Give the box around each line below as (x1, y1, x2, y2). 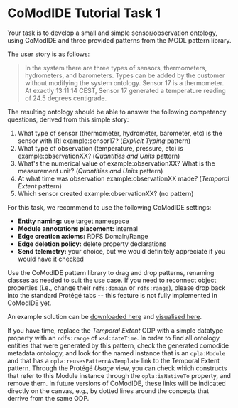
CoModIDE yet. (7, 299, 52, 307)
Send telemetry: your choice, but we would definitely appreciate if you (17, 247, 226, 255)
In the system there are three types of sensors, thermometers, (24, 63, 207, 72)
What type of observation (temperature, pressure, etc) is (17, 144, 183, 152)
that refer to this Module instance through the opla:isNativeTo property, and (7, 371, 231, 380)
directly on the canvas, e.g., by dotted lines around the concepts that (7, 386, 210, 395)
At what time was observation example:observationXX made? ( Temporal (17, 174, 229, 183)
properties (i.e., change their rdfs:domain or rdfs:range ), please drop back (7, 283, 226, 292)
